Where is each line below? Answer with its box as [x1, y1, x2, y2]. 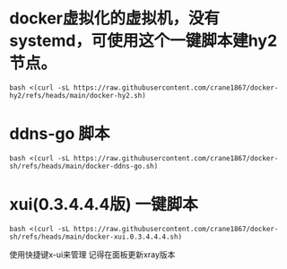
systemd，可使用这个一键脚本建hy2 [9, 30, 278, 51]
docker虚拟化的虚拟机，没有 [9, 8, 220, 29]
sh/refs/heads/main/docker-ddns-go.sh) [9, 161, 159, 170]
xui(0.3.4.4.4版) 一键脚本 [9, 195, 199, 215]
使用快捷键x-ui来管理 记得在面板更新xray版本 [9, 248, 176, 260]
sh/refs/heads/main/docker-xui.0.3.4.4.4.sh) [9, 232, 182, 241]
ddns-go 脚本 [9, 124, 110, 144]
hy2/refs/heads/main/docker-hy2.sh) [9, 91, 146, 100]
